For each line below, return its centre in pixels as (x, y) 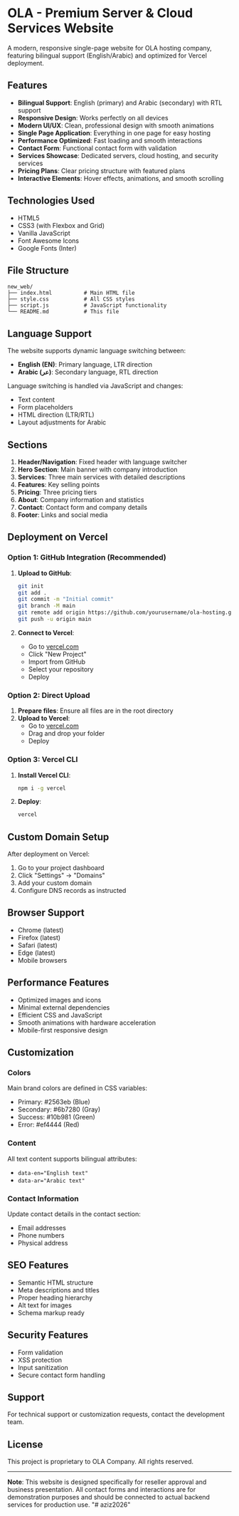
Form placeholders (45, 407)
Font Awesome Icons (48, 241)
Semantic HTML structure (55, 1282)
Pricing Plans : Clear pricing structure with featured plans (101, 171)
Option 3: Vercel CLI (43, 760)
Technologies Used (51, 201)
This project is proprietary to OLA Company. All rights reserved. (101, 1462)
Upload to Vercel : (44, 718)
